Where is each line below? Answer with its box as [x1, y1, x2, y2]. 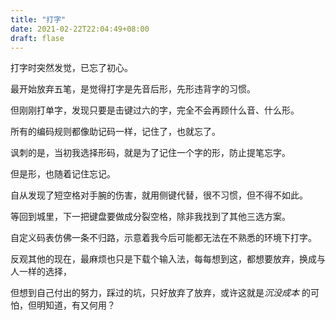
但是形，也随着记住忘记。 [10, 168, 116, 180]
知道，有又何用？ [44, 299, 116, 311]
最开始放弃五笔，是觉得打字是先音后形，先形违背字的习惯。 [10, 83, 256, 95]
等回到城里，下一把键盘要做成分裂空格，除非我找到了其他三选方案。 [10, 211, 291, 223]
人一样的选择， [10, 266, 72, 278]
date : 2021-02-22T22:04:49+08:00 [10, 24, 150, 34]
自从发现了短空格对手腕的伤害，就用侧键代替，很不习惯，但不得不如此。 [10, 189, 308, 201]
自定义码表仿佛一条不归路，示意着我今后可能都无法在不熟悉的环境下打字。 [10, 232, 317, 244]
